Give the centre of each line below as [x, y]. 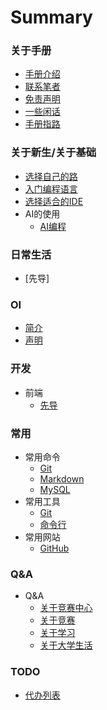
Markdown [62, 478]
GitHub [54, 548]
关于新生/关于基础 [53, 153]
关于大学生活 [66, 645]
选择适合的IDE [54, 201]
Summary [51, 17]
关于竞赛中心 [66, 608]
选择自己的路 [51, 176]
